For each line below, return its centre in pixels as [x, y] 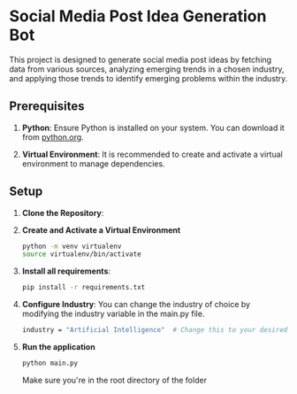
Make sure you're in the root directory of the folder [114, 380]
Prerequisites [47, 107]
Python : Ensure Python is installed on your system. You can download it [153, 127]
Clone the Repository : [63, 212]
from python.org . [53, 137]
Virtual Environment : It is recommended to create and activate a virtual [152, 154]
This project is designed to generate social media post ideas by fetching [141, 59]
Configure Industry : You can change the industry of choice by [136, 305]
